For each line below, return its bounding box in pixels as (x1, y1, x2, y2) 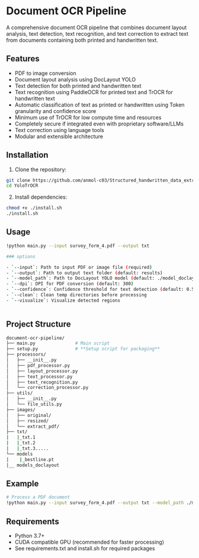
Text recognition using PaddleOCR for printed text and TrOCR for (14, 88, 173, 96)
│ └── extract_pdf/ (6, 424, 60, 430)
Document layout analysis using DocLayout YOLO (14, 76, 136, 83)
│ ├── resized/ (6, 418, 49, 424)
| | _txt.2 (6, 440, 36, 446)
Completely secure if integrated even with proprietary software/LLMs (14, 120, 184, 127)
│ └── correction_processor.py (6, 385, 89, 391)
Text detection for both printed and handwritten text (14, 82, 142, 89)
